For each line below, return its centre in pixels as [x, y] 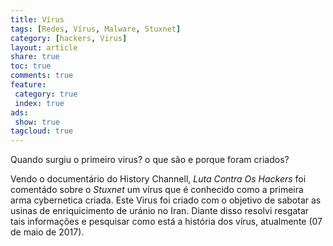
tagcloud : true [42, 131]
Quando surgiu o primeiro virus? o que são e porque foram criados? [150, 160]
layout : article [44, 47]
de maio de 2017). [47, 232]
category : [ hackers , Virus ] [69, 38]
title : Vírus [37, 19]
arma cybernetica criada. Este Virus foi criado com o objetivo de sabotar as [166, 200]
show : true [37, 122]
